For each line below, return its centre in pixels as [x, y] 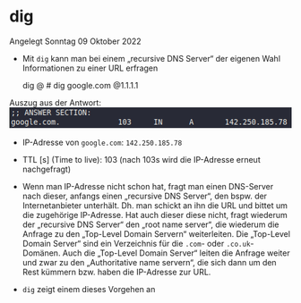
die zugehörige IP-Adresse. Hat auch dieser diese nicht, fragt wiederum [155, 215]
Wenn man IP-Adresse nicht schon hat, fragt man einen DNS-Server [148, 186]
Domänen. [41, 253]
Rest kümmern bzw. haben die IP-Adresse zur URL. [116, 272]
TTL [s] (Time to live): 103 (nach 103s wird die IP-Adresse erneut [142, 159]
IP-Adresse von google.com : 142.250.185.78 [102, 142]
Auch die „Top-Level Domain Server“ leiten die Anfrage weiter [176, 253]
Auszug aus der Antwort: [55, 102]
